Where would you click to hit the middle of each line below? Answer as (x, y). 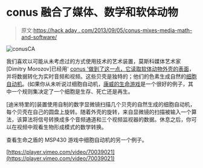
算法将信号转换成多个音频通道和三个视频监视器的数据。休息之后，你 (107, 119)
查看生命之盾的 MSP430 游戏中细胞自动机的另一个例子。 (77, 140)
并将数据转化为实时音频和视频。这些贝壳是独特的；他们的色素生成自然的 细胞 (101, 76)
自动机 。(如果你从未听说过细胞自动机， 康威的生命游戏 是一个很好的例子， (97, 84)
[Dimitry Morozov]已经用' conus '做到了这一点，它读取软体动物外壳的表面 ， (100, 69)
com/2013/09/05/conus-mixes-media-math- (137, 30)
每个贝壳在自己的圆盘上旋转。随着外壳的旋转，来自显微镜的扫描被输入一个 (99, 112)
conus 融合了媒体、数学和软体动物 (92, 12)
